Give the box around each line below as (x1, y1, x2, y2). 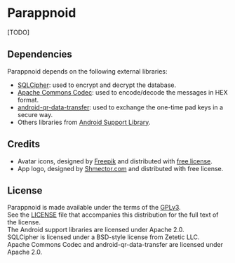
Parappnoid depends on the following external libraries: (7, 67, 168, 75)
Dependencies (7, 48, 72, 60)
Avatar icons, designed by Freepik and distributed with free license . (17, 156, 213, 166)
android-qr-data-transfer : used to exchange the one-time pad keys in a (17, 103, 223, 112)
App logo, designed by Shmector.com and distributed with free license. (17, 164, 224, 173)
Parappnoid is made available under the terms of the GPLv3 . (7, 203, 181, 212)
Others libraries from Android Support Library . (17, 118, 151, 126)
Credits (7, 138, 41, 150)
